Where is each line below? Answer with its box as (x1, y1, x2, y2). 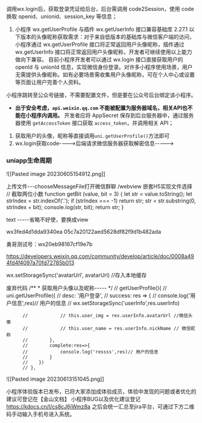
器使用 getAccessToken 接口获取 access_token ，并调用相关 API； (14, 120, 174, 126)
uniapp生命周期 (6, 156, 52, 164)
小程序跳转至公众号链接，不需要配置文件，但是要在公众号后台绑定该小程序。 (6, 91, 197, 98)
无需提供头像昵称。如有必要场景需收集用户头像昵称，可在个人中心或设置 (14, 71, 195, 78)
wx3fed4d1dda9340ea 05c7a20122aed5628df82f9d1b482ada (6, 228, 162, 236)
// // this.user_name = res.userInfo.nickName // (22, 326, 180, 332)
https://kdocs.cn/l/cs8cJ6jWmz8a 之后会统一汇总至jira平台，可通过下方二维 (6, 403, 195, 410)
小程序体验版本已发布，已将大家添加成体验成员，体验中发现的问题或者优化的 (6, 388, 197, 395)
